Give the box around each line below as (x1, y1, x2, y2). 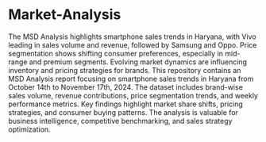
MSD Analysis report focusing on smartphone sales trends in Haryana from (8, 74, 254, 83)
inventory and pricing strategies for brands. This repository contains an (8, 65, 241, 75)
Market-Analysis (8, 6, 121, 24)
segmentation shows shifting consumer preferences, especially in (8, 48, 224, 58)
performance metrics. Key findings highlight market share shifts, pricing (8, 99, 244, 109)
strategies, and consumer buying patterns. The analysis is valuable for (8, 107, 238, 117)
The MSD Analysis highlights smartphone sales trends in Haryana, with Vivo (8, 32, 256, 41)
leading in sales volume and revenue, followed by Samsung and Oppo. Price (8, 40, 257, 49)
